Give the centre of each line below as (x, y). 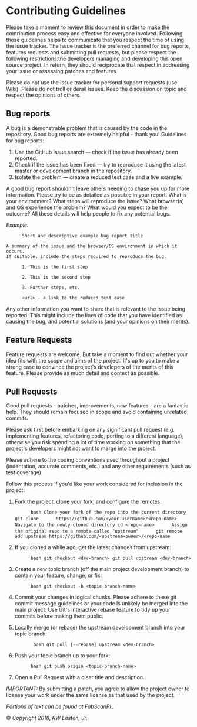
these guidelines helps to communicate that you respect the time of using (95, 40)
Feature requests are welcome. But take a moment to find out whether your (97, 354)
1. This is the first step (55, 267)
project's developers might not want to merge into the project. (81, 449)
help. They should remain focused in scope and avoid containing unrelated (96, 412)
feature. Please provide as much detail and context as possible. (83, 373)
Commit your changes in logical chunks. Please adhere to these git (96, 597)
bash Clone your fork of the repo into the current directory (108, 513)
